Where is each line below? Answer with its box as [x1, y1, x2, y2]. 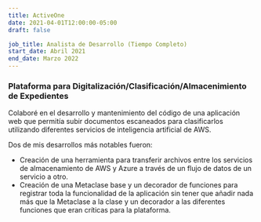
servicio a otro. [19, 172, 69, 181]
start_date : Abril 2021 [8, 48, 86, 56]
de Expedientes [8, 90, 69, 101]
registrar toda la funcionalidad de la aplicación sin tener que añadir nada [19, 189, 254, 198]
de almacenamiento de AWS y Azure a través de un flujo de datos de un [19, 164, 252, 173]
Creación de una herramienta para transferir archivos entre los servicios [19, 155, 253, 165]
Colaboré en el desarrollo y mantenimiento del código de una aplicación [8, 108, 241, 118]
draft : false [8, 26, 51, 34]
